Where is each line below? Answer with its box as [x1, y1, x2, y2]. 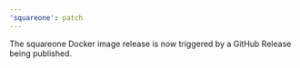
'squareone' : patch [9, 13, 84, 23]
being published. [9, 47, 73, 59]
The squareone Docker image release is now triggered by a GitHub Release [9, 38, 292, 49]
